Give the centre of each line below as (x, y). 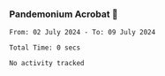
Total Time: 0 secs (45, 48)
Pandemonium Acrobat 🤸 (64, 14)
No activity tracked (47, 64)
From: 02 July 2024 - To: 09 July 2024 (82, 33)
